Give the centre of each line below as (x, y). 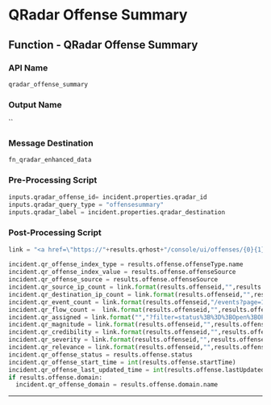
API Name (28, 68)
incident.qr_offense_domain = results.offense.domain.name (117, 385)
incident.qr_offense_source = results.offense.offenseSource (113, 280)
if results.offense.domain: (56, 378)
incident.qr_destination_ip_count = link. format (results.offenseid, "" (129, 294)
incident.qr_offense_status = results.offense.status (101, 354)
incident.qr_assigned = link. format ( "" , (77, 317)
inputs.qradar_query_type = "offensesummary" (86, 205)
